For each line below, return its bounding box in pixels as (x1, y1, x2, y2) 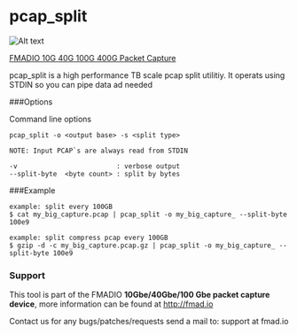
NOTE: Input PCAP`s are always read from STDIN (9, 146, 189, 155)
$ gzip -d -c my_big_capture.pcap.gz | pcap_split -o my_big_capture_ (9, 241, 276, 250)
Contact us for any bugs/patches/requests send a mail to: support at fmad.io (9, 316, 289, 327)
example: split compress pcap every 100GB (9, 233, 168, 242)
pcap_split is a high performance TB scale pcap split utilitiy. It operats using (9, 69, 285, 81)
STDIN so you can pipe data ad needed (9, 79, 153, 90)
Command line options (9, 113, 91, 124)
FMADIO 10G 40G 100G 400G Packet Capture (9, 52, 176, 63)
